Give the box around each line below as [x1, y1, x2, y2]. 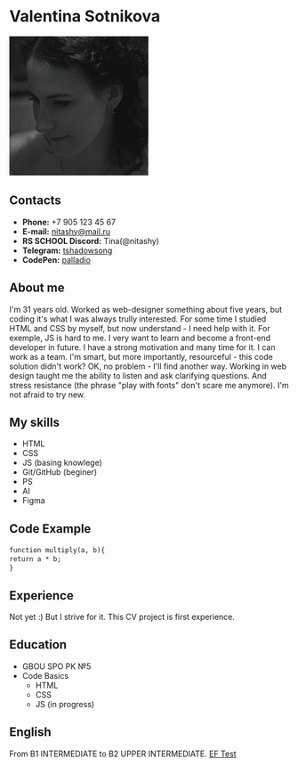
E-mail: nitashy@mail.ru [21, 225, 111, 237]
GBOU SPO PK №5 [21, 661, 92, 672]
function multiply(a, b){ [9, 546, 105, 555]
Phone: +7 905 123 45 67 [21, 216, 117, 227]
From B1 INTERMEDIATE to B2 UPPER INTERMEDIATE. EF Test [9, 748, 238, 759]
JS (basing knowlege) [21, 457, 102, 469]
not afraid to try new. [9, 389, 86, 400]
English [9, 724, 52, 740]
